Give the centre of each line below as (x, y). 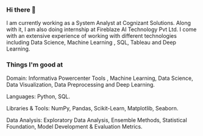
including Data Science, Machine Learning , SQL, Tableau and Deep (91, 43)
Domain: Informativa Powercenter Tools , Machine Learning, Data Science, (100, 78)
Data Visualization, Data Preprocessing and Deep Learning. (81, 84)
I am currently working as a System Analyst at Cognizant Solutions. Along (98, 23)
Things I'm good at (35, 65)
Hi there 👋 (21, 10)
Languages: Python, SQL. (38, 96)
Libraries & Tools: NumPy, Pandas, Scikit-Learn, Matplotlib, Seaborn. (92, 108)
